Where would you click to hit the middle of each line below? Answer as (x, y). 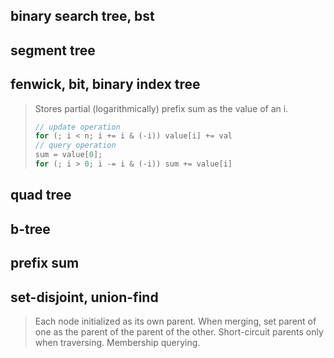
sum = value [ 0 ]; (68, 155)
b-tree (30, 229)
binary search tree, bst (82, 16)
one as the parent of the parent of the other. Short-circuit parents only (179, 331)
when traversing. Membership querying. (117, 342)
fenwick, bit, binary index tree (105, 84)
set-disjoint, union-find (84, 297)
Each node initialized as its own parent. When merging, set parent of (175, 321)
